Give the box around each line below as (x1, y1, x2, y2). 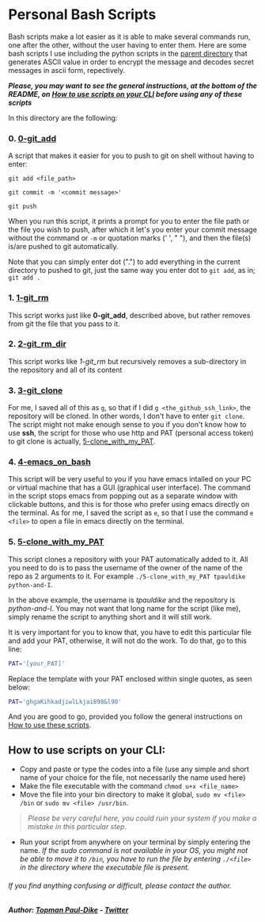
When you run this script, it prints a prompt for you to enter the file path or (8, 217, 250, 226)
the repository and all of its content (8, 365, 123, 375)
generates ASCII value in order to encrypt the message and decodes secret (8, 57, 255, 67)
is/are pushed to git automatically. (8, 242, 119, 252)
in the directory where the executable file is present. (19, 862, 190, 872)
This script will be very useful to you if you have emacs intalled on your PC (8, 474, 252, 484)
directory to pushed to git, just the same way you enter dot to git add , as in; (8, 266, 256, 275)
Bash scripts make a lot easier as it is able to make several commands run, (8, 32, 251, 41)
